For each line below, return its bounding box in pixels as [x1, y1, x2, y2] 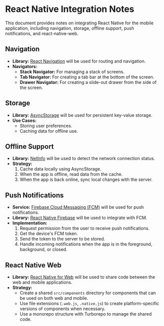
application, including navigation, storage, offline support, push [5, 25, 134, 31]
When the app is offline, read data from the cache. [19, 171, 123, 177]
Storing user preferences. [19, 123, 72, 129]
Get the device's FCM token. [19, 231, 78, 237]
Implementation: [12, 220, 48, 226]
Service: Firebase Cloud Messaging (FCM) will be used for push [12, 204, 144, 210]
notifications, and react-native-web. [5, 30, 79, 36]
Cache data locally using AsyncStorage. [19, 166, 102, 172]
